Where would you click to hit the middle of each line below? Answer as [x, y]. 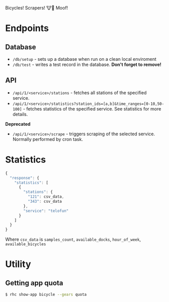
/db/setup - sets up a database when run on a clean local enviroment [84, 59]
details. [20, 114]
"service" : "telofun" [46, 211]
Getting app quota [34, 283]
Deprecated [18, 124]
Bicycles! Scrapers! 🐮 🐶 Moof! [37, 8]
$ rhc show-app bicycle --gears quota [46, 295]
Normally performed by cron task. [48, 139]
